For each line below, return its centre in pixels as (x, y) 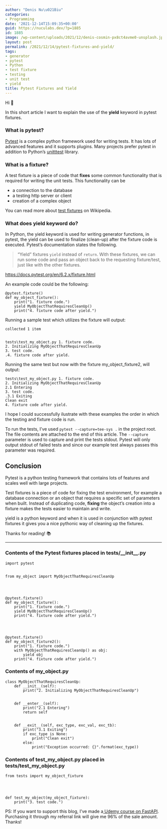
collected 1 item (23, 329)
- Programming (20, 19)
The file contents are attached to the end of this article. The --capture (77, 434)
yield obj (33, 654)
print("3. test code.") (39, 802)
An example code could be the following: (47, 284)
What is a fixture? (27, 165)
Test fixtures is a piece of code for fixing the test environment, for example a (83, 493)
